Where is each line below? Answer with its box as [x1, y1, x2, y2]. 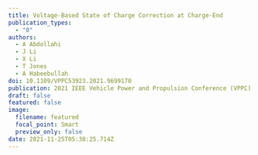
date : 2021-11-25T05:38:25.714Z [8, 135, 114, 143]
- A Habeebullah [15, 70, 68, 77]
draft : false [8, 92, 51, 99]
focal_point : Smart [15, 121, 79, 128]
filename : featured [15, 114, 79, 121]
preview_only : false [15, 128, 83, 135]
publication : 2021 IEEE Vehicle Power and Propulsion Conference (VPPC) [8, 84, 252, 92]
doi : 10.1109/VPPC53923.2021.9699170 [8, 77, 132, 85]
